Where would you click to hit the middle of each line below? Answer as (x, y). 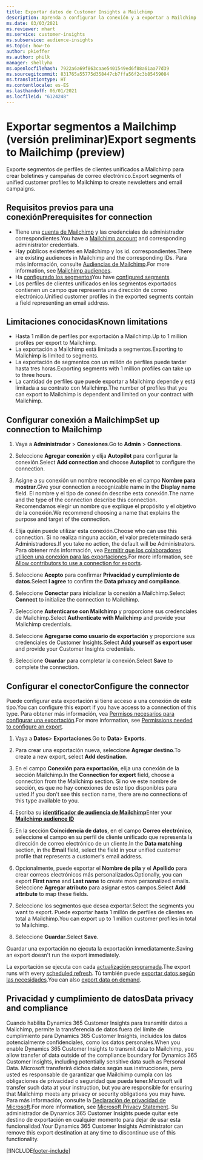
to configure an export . (35, 727)
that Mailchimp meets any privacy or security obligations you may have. (96, 1094)
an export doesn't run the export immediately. (63, 955)
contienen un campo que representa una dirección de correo (91, 290)
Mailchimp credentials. (43, 624)
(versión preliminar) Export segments (101, 139)
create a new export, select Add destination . (71, 756)
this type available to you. (47, 800)
